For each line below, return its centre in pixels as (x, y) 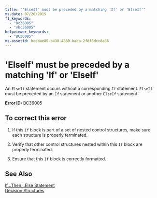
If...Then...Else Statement (30, 185)
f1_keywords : (18, 18)
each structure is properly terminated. (50, 135)
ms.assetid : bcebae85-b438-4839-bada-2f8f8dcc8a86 (57, 41)
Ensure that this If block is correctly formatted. (59, 159)
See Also (19, 174)
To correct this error (36, 118)
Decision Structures (25, 191)
